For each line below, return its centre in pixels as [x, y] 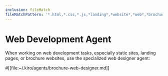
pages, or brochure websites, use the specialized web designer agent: [77, 58]
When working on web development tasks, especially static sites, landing [80, 53]
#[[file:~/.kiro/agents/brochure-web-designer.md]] [57, 68]
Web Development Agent [58, 39]
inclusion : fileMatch [28, 10]
